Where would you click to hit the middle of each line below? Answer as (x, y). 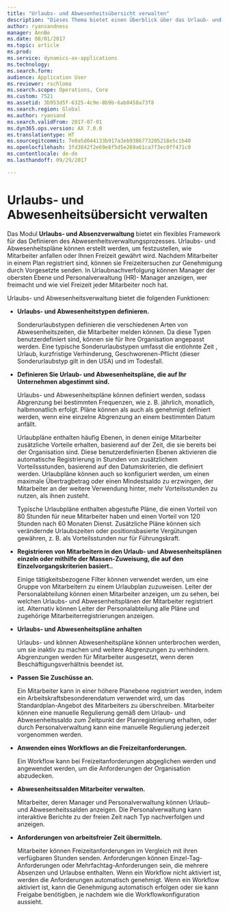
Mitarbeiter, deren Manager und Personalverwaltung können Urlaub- (113, 802)
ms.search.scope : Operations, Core (58, 90)
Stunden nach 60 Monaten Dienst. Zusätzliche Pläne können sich (109, 523)
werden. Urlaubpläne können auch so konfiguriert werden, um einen (113, 473)
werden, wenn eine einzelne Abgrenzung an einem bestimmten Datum (116, 416)
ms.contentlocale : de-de (42, 154)
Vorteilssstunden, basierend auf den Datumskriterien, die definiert (110, 466)
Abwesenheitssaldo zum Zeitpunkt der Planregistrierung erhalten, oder (117, 720)
